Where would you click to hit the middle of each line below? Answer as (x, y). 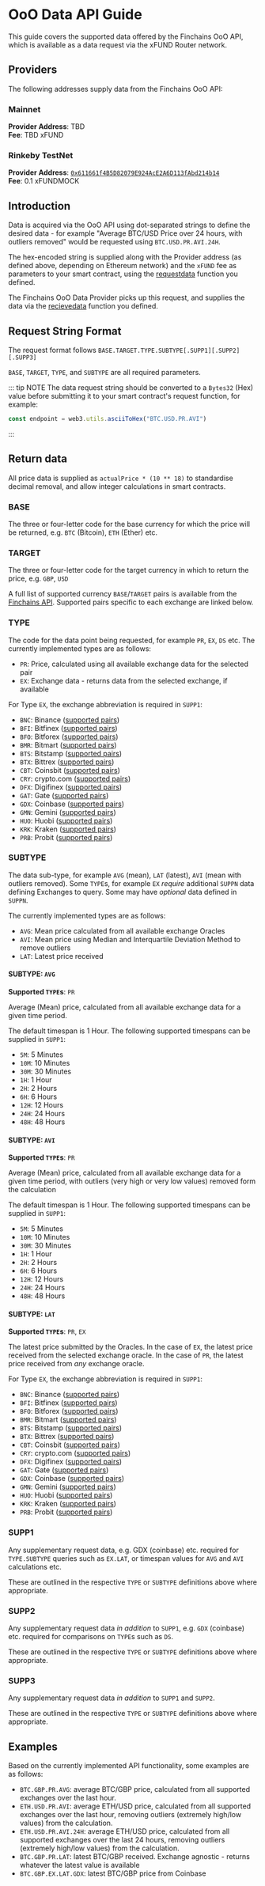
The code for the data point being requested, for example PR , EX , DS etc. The (132, 640)
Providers (33, 70)
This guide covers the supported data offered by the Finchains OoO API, (126, 36)
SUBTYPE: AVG (32, 974)
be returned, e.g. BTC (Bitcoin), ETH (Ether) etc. (83, 532)
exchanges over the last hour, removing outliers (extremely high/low (131, 1815)
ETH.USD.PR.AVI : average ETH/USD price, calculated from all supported (135, 1806)
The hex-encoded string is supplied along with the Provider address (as (125, 257)
